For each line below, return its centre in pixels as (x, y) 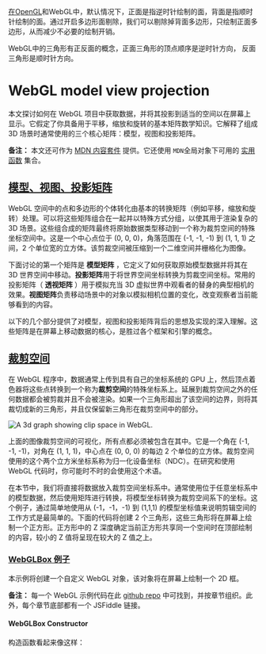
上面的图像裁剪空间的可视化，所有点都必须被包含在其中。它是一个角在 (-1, (129, 441)
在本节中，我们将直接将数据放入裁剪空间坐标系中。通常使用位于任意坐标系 (129, 488)
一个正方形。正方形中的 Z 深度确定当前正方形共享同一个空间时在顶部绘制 (133, 527)
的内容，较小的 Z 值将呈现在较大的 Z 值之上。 (82, 537)
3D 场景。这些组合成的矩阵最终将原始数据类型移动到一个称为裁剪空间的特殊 (132, 228)
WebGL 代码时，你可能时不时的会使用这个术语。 (87, 471)
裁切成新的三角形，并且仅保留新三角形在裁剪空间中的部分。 (105, 409)
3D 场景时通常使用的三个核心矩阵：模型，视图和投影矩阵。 (104, 133)
